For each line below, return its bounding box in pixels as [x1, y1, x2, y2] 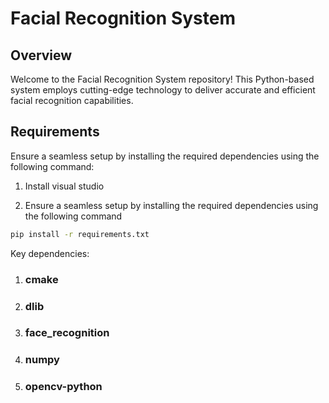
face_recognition [24, 326, 110, 340]
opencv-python [24, 380, 103, 394]
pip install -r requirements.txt [10, 229, 150, 239]
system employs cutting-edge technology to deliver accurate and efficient [10, 84, 316, 96]
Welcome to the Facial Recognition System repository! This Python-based [10, 73, 315, 85]
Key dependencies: [10, 247, 90, 259]
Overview [10, 47, 73, 64]
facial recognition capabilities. [10, 95, 134, 106]
